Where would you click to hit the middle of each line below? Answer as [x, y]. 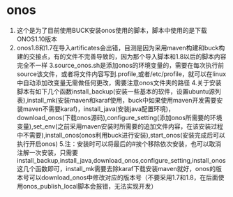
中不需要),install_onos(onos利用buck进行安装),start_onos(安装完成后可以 [121, 135]
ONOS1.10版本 [37, 39]
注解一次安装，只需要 [47, 152]
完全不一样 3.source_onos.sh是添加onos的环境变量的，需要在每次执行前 [120, 65]
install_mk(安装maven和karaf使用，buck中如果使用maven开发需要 [122, 100]
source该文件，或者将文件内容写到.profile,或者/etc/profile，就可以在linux [121, 74]
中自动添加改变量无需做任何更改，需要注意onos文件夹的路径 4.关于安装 [119, 82]
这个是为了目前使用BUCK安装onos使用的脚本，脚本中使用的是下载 [112, 30]
